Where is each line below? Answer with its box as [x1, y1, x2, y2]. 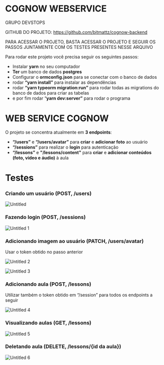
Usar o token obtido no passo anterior [5, 249, 83, 255]
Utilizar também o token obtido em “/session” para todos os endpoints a [5, 292, 153, 298]
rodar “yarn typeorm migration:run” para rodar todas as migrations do [12, 84, 160, 90]
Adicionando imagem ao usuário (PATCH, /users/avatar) [5, 237, 144, 244]
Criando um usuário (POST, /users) [5, 190, 92, 197]
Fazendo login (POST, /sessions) [5, 214, 86, 221]
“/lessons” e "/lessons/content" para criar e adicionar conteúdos [12, 149, 152, 155]
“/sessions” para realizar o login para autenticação [12, 144, 119, 150]
